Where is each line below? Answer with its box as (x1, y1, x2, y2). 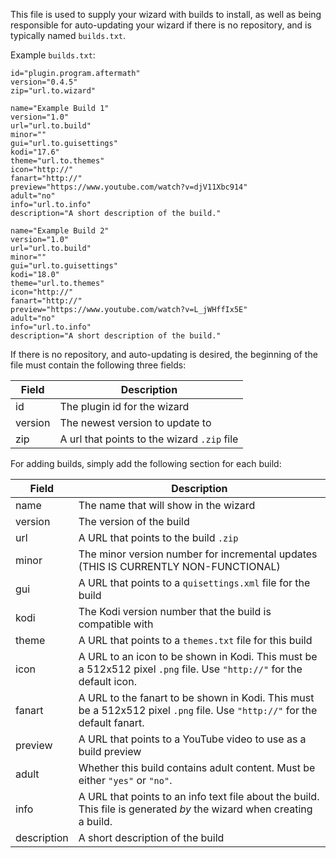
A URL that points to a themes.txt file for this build (78, 634, 313, 647)
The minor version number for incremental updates (78, 547, 318, 561)
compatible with (78, 617, 154, 631)
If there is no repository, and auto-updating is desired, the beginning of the (10, 349, 318, 360)
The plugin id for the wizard (59, 400, 190, 413)
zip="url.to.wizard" (10, 86, 97, 96)
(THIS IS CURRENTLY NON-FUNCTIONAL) (78, 560, 281, 573)
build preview (78, 745, 142, 758)
